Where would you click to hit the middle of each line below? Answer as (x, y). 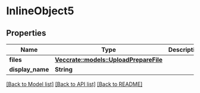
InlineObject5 (40, 11)
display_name (29, 69)
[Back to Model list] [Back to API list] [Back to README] (74, 84)
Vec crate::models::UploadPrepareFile (108, 60)
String (64, 69)
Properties (26, 33)
